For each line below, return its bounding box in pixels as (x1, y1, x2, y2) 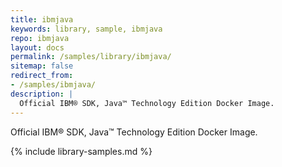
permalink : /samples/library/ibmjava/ (10, 52, 172, 62)
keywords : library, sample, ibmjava (10, 24, 163, 34)
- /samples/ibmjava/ (10, 80, 97, 90)
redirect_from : (10, 71, 74, 81)
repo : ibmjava (10, 33, 70, 43)
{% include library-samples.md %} (10, 145, 153, 157)
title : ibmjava (10, 14, 74, 25)
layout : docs (10, 42, 65, 53)
